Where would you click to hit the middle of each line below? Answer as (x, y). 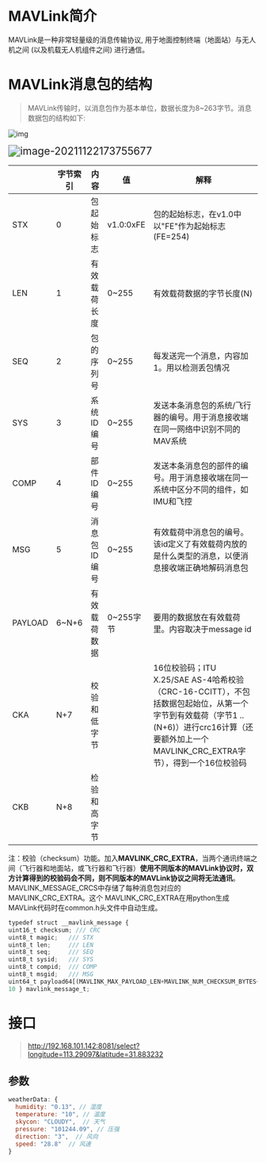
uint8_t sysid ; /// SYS (51, 959)
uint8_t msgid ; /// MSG (51, 974)
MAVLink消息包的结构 (80, 85)
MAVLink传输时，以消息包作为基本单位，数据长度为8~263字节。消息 (139, 108)
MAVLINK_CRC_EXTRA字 (199, 751)
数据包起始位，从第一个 (205, 704)
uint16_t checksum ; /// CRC (55, 930)
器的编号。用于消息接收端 (201, 417)
